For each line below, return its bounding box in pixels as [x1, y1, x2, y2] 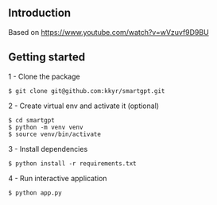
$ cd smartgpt [8, 116, 56, 124]
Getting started [8, 51, 86, 64]
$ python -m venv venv [8, 123, 83, 131]
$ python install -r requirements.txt [8, 159, 137, 168]
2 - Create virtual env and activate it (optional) [8, 101, 160, 110]
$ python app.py [8, 188, 62, 197]
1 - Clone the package [8, 72, 81, 81]
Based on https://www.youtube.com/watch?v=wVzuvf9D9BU [8, 27, 209, 37]
